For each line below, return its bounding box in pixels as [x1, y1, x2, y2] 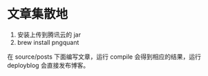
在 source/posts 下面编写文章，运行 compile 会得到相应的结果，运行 [7, 53, 202, 61]
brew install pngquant [17, 38, 79, 46]
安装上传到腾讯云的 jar [17, 30, 82, 39]
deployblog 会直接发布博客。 [7, 61, 90, 69]
